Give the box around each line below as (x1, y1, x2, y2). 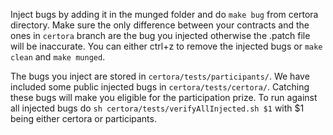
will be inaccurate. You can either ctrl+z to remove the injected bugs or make (10, 40, 323, 52)
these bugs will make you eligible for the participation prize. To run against (10, 92, 318, 103)
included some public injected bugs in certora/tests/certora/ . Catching (10, 81, 310, 93)
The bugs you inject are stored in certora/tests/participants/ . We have (10, 70, 310, 82)
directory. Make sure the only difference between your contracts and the (10, 19, 310, 31)
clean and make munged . (10, 51, 106, 63)
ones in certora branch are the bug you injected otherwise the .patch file (10, 30, 311, 41)
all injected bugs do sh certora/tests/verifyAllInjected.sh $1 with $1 (10, 102, 305, 114)
